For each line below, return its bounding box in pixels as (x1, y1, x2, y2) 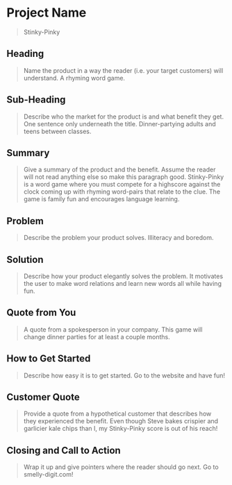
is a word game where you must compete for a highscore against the (23, 180, 221, 189)
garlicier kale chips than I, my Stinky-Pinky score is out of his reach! (23, 425, 218, 433)
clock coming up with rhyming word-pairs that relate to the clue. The (23, 187, 220, 196)
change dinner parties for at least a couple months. (23, 332, 171, 341)
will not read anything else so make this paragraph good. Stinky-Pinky (23, 173, 224, 181)
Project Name (6, 5, 87, 21)
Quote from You (6, 307, 76, 318)
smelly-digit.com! (23, 470, 74, 479)
